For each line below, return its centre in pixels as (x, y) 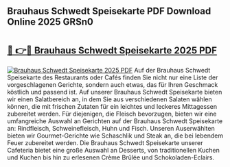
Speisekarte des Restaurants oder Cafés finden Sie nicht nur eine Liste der (113, 77)
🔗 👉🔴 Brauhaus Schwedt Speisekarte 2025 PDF (112, 50)
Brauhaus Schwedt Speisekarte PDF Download (109, 11)
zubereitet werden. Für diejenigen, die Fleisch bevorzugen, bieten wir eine (112, 114)
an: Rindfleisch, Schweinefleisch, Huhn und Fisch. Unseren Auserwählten (111, 128)
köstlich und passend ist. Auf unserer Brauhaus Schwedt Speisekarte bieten (115, 92)
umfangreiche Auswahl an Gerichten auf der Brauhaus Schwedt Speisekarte (115, 121)
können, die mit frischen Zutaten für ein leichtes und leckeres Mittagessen (112, 106)
